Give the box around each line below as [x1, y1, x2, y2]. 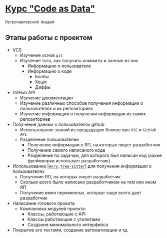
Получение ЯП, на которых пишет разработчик [19, 173, 121, 179]
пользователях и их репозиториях [19, 105, 93, 111]
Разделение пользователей [19, 136, 79, 142]
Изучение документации [19, 95, 73, 101]
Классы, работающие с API [27, 211, 86, 217]
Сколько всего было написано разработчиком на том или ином [19, 179, 156, 185]
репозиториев [19, 116, 50, 122]
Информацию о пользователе [27, 63, 91, 69]
